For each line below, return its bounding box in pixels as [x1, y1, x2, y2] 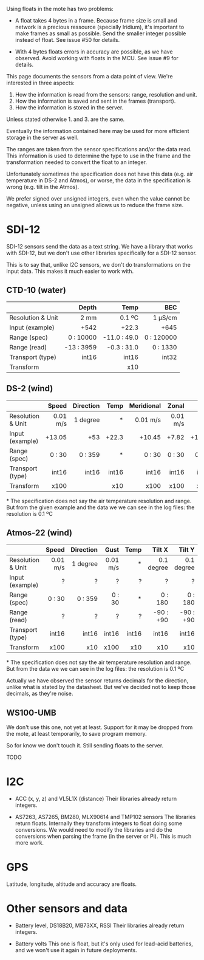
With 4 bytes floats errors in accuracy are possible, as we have [15, 48, 173, 55]
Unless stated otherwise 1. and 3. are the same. [6, 115, 125, 123]
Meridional [129, 401, 161, 410]
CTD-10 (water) [6, 285, 67, 295]
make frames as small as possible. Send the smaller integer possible [15, 30, 186, 37]
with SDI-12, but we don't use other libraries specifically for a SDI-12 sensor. [6, 249, 197, 256]
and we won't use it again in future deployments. [15, 947, 138, 953]
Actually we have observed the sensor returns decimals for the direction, [6, 677, 189, 684]
